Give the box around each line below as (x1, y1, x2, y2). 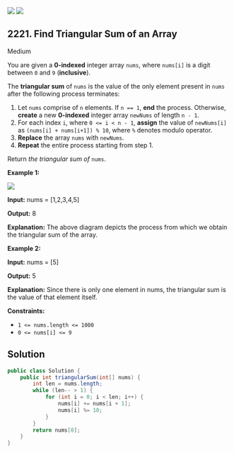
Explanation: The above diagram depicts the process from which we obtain (7, 223, 228, 231)
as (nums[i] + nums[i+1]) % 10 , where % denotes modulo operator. (17, 125, 213, 134)
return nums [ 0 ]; (33, 426, 81, 434)
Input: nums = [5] (7, 257, 59, 266)
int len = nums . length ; (33, 380, 103, 388)
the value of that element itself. (7, 293, 98, 301)
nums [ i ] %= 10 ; (57, 406, 103, 414)
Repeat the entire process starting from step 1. (17, 140, 154, 149)
